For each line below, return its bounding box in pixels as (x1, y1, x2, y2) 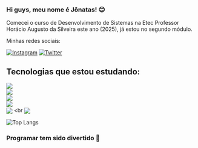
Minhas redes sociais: (6, 37, 61, 45)
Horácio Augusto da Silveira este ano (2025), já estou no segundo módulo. (6, 25, 193, 33)
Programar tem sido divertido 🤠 (6, 134, 100, 143)
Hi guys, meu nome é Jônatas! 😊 (6, 5, 105, 14)
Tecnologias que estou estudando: (6, 66, 140, 77)
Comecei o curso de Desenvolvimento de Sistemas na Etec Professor (6, 19, 180, 27)
